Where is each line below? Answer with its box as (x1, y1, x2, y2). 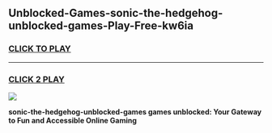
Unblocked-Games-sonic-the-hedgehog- (8, 6, 223, 20)
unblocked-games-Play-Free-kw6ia (8, 19, 194, 33)
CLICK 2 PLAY (8, 73, 65, 85)
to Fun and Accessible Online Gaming (8, 115, 138, 125)
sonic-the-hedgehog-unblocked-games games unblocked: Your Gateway (8, 106, 261, 116)
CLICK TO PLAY (8, 44, 71, 55)
